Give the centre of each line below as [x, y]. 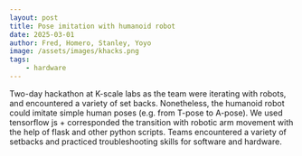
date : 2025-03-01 [42, 34]
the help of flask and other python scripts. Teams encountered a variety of [148, 132]
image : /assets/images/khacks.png [75, 51]
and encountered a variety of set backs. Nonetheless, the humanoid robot [147, 103]
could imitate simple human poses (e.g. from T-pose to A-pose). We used [146, 113]
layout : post [34, 18]
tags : [19, 60]
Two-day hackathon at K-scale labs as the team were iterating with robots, [148, 93]
